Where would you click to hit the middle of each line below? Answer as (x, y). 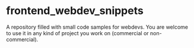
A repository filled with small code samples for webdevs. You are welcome (97, 27)
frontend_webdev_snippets (75, 11)
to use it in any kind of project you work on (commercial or (78, 33)
